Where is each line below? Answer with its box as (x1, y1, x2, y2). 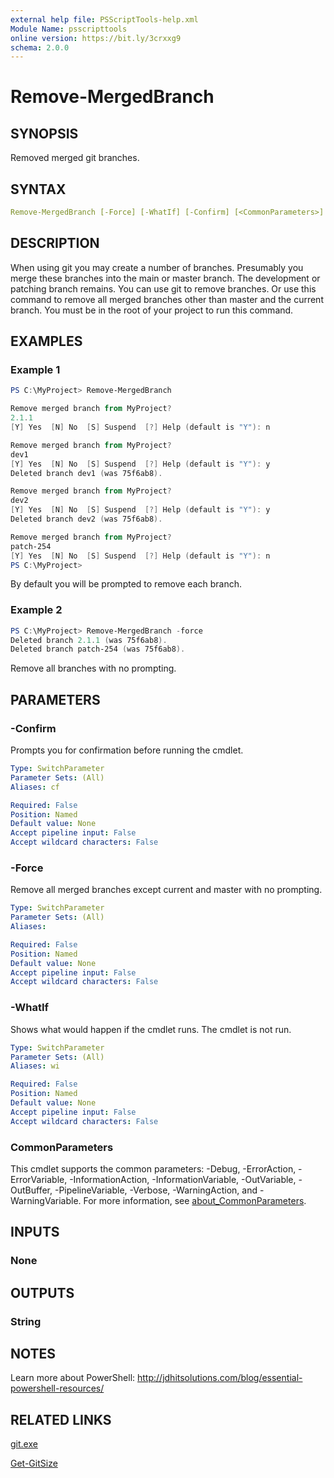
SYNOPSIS (10, 125, 79, 142)
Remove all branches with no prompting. (10, 662, 177, 675)
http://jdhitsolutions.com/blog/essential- (137, 1372, 303, 1384)
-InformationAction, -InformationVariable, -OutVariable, (69, 1173, 297, 1185)
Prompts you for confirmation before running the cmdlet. (10, 744, 244, 756)
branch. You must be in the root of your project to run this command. (10, 304, 294, 316)
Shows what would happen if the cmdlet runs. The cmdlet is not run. (10, 1023, 292, 1035)
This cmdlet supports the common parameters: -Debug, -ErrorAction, (10, 1162, 297, 1175)
